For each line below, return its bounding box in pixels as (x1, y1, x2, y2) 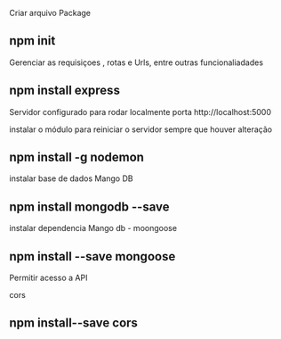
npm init (9, 33, 56, 48)
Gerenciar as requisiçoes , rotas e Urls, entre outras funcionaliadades (9, 57, 264, 68)
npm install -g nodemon (9, 150, 145, 165)
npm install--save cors (9, 316, 138, 331)
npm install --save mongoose (9, 249, 176, 264)
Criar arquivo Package (9, 8, 92, 18)
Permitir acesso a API (9, 272, 88, 284)
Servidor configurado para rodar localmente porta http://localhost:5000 (9, 106, 272, 117)
